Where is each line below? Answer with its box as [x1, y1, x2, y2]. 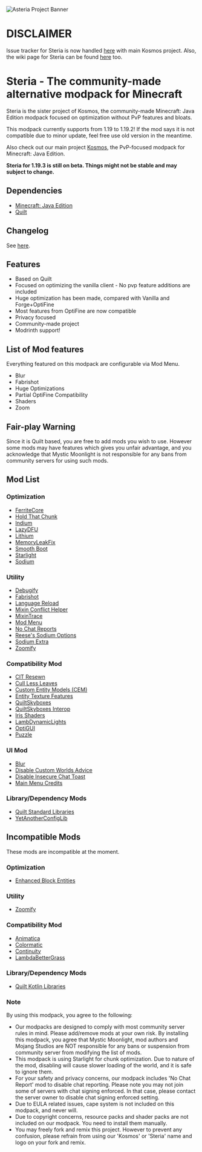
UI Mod [6, 746, 28, 755]
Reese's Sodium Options [15, 631, 77, 639]
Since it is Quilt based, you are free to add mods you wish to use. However [6, 437, 192, 444]
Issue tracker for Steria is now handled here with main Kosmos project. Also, [6, 47, 197, 54]
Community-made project [15, 321, 80, 328]
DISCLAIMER [6, 27, 73, 41]
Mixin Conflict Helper [15, 605, 68, 613]
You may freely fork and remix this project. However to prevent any [15, 1126, 183, 1133]
